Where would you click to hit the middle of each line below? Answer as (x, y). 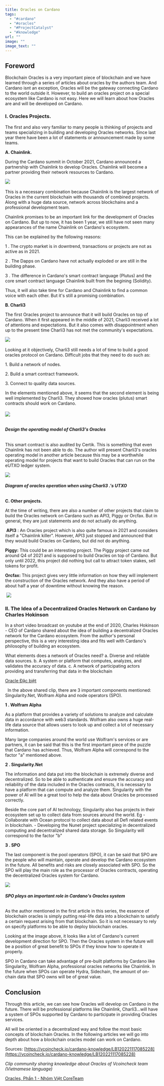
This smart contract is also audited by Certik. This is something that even (79, 444)
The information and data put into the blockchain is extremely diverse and (80, 774)
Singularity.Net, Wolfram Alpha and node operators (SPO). (64, 696)
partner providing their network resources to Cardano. (60, 172)
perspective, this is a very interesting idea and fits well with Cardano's (76, 641)
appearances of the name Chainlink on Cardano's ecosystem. (67, 227)
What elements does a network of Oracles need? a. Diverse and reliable (77, 656)
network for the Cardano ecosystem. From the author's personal (70, 636)
